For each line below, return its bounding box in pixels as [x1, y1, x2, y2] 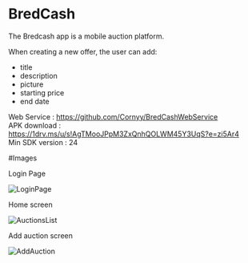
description [19, 71, 58, 80]
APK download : [8, 120, 62, 130]
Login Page [8, 168, 46, 178]
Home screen [8, 200, 54, 209]
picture [19, 79, 44, 89]
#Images [8, 153, 38, 163]
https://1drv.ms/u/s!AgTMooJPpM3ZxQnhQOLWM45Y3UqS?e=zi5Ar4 [8, 129, 240, 139]
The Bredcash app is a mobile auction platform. [8, 31, 165, 41]
